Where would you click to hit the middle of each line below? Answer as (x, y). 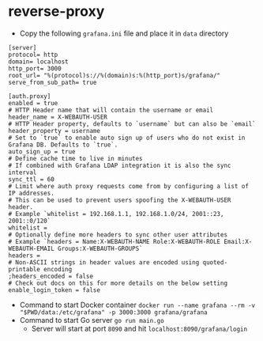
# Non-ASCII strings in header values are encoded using (104, 262)
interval (23, 172)
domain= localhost (38, 62)
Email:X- (238, 241)
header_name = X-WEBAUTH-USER (58, 117)
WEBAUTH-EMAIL (32, 248)
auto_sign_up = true (42, 152)
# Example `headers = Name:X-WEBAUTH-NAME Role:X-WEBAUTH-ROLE (115, 241)
